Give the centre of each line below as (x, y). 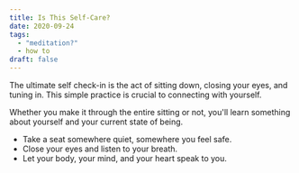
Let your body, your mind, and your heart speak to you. (125, 158)
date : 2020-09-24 (42, 26)
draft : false (34, 59)
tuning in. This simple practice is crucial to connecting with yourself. (136, 95)
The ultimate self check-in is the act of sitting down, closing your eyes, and (149, 85)
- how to (34, 51)
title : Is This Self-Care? (60, 18)
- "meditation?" (48, 43)
